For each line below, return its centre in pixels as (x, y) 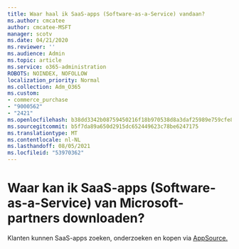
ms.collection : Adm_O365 (44, 87)
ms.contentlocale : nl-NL (44, 139)
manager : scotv (30, 34)
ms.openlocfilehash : (38, 120)
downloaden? (104, 218)
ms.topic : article (34, 60)
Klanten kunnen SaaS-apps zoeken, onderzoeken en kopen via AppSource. (118, 238)
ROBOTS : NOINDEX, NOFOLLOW (47, 73)
